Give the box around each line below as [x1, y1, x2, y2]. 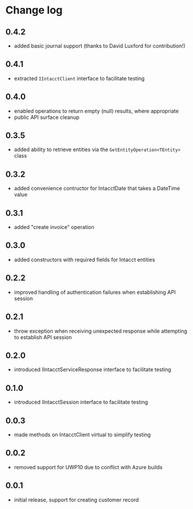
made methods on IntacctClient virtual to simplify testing [13, 431, 151, 438]
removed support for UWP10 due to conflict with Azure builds [13, 463, 162, 470]
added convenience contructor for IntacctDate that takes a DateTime [13, 185, 180, 192]
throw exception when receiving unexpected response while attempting [13, 327, 188, 334]
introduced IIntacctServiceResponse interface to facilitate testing [13, 366, 171, 373]
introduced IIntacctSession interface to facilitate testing [13, 399, 148, 406]
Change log [5, 4, 63, 17]
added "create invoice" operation [13, 224, 94, 231]
